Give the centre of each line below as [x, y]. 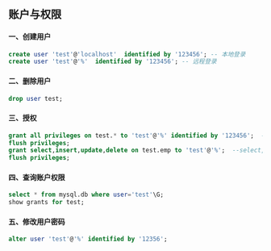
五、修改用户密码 [37, 221]
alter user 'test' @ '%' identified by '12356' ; [88, 239]
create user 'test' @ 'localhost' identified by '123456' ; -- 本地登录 [127, 54]
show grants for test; [46, 203]
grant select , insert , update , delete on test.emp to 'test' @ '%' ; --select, [137, 151]
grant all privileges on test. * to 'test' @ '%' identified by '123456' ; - [137, 136]
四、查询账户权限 [37, 177]
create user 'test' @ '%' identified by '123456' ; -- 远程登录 [113, 62]
